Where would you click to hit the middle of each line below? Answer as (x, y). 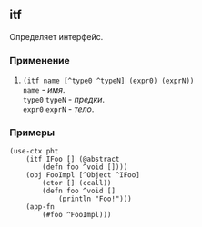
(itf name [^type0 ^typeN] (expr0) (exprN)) (108, 81)
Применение (40, 60)
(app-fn (40, 207)
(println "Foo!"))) (95, 199)
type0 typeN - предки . (64, 100)
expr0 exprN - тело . (58, 109)
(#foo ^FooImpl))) (77, 215)
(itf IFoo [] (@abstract (73, 159)
